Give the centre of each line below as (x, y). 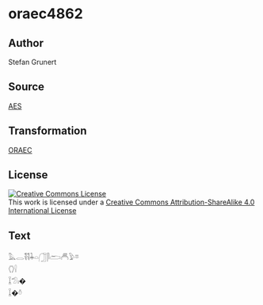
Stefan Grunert (32, 62)
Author (26, 43)
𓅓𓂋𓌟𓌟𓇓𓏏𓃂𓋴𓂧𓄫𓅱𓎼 (44, 257)
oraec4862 (46, 14)
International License (42, 211)
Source (27, 87)
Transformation (48, 131)
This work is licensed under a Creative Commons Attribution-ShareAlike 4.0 (131, 202)
